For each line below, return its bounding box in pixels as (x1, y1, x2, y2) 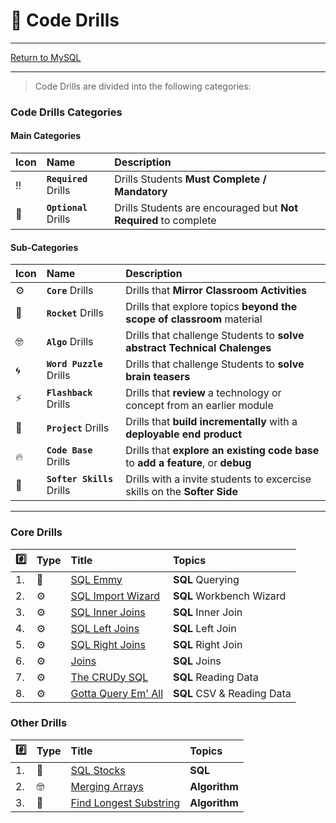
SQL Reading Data (173, 670, 259, 684)
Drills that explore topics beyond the (125, 300, 298, 314)
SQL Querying (173, 572, 240, 586)
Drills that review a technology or (125, 386, 282, 400)
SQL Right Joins (70, 637, 146, 651)
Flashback (46, 387, 93, 399)
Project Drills (46, 421, 110, 435)
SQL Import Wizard (70, 589, 160, 603)
